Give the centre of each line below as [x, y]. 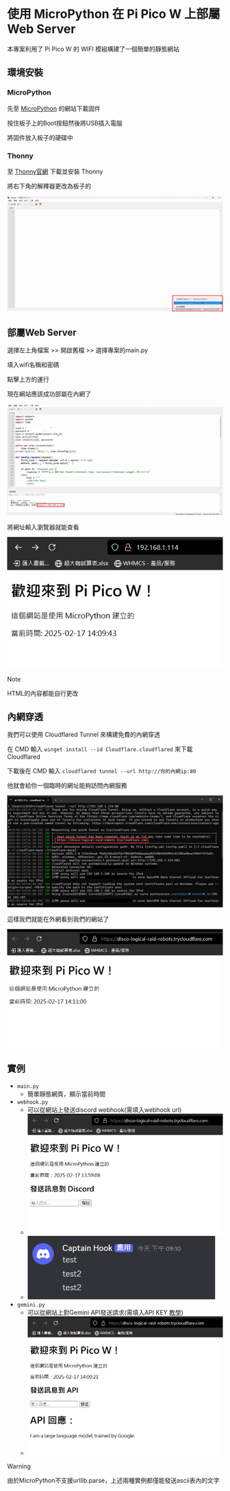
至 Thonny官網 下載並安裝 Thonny [55, 171]
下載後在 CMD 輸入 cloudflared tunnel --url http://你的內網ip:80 [102, 771]
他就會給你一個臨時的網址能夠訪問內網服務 [67, 786]
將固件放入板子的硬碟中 [40, 137]
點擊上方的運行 [28, 379]
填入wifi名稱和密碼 [33, 365]
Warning [19, 1466]
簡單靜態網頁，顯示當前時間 [66, 1093]
